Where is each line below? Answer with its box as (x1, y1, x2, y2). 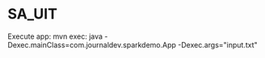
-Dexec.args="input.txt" (178, 39, 258, 49)
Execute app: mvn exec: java (7, 31, 103, 41)
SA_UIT (7, 5, 58, 23)
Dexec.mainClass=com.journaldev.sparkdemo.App (7, 39, 177, 49)
